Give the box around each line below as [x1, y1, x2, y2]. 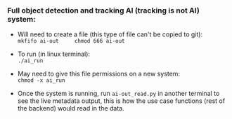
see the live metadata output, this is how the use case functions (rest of [17, 97, 226, 105]
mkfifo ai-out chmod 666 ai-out [17, 38, 125, 45]
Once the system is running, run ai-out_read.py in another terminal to [17, 90, 220, 98]
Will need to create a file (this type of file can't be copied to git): [17, 30, 202, 38]
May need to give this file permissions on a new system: [17, 69, 181, 78]
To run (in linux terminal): [17, 50, 90, 58]
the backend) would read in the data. [17, 104, 124, 113]
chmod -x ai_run [17, 77, 65, 84]
